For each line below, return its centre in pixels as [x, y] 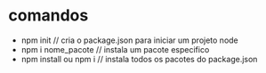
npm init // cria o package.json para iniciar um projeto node [130, 40]
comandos [48, 16]
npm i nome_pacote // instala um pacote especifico [115, 49]
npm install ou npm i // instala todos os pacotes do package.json [139, 59]
